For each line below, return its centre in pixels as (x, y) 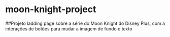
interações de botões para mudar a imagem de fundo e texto (69, 28)
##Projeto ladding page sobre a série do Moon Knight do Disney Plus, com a (85, 23)
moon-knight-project (51, 9)
